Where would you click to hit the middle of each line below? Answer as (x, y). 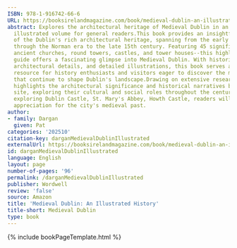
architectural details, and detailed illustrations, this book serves (120, 66)
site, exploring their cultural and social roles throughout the (112, 92)
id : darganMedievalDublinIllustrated (63, 151)
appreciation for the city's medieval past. (80, 106)
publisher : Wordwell (38, 184)
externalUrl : (26, 145)
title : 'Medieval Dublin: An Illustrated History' (83, 204)
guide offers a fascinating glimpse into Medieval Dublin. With (110, 60)
